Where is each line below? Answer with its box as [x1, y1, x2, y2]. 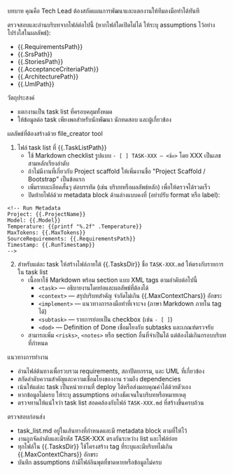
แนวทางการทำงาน [7, 353, 49, 361]
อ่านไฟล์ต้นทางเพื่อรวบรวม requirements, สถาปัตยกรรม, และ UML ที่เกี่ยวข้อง [17, 367, 205, 375]
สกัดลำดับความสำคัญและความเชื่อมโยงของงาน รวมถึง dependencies [17, 375, 181, 383]
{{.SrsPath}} [17, 50, 53, 58]
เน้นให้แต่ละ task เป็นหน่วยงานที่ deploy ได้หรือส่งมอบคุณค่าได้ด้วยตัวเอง [17, 383, 191, 391]
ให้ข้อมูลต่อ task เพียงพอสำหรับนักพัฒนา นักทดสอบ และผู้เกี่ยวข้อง [17, 116, 171, 123]
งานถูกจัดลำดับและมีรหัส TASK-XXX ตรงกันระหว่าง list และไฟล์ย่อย [17, 435, 178, 442]
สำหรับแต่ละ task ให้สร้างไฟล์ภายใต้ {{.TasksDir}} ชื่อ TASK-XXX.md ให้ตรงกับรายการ [17, 260, 224, 268]
